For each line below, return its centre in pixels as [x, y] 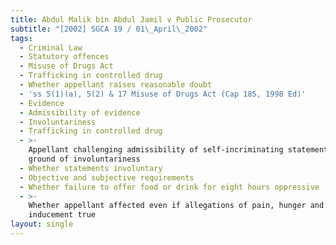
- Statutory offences [64, 57]
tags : [21, 38]
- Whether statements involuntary [91, 168]
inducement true [62, 215]
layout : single [42, 224]
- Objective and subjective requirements [107, 177]
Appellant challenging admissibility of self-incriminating [156, 150]
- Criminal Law [51, 47]
